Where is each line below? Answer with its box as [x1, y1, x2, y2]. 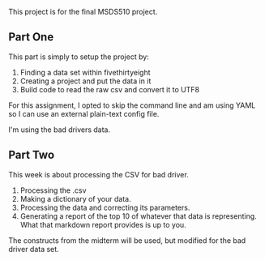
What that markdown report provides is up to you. [19, 220, 186, 229]
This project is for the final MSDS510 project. [8, 7, 158, 16]
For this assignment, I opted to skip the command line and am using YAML [8, 100, 256, 110]
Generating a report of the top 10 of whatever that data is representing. [19, 211, 257, 221]
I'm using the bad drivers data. [8, 125, 111, 134]
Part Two [8, 148, 55, 162]
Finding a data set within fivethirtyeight [19, 67, 152, 77]
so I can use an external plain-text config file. [8, 109, 160, 118]
